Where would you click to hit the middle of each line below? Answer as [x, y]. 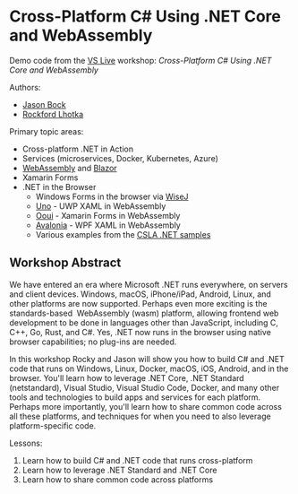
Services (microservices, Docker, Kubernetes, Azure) [120, 158]
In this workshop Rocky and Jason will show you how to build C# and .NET [147, 359]
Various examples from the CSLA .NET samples [123, 234]
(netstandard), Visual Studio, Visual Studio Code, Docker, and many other [145, 387]
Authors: [25, 87]
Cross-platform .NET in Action [78, 149]
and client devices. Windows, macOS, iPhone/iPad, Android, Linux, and [140, 294]
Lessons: [26, 443]
